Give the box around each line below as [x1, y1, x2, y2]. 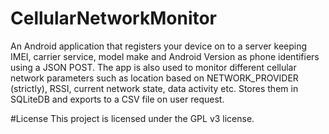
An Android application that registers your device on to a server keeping [10, 40, 308, 52]
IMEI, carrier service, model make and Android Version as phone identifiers [10, 50, 320, 62]
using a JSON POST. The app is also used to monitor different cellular [10, 61, 297, 73]
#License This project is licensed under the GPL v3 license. [10, 112, 255, 124]
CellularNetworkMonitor [10, 7, 218, 30]
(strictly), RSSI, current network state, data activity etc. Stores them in [10, 82, 299, 94]
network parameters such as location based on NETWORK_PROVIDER [10, 72, 299, 84]
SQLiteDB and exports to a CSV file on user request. [10, 93, 225, 105]
